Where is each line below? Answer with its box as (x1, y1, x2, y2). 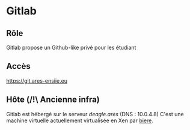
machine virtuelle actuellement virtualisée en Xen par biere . (6, 117, 153, 124)
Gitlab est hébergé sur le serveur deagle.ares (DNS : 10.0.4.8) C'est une (6, 110, 185, 117)
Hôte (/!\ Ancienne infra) (6, 95, 100, 105)
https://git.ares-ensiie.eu (6, 77, 68, 84)
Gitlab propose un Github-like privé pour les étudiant (6, 44, 136, 51)
